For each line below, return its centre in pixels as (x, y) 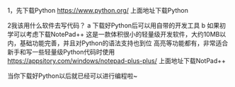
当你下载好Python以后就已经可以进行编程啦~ (73, 76)
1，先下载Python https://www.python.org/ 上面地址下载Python (98, 10)
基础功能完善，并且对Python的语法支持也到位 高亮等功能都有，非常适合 (124, 43)
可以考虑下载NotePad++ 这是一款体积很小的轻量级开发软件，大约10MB (116, 34)
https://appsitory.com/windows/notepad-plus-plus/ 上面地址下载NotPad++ (117, 61)
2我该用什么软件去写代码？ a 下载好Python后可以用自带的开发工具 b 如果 (114, 25)
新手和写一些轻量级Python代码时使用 (61, 52)
